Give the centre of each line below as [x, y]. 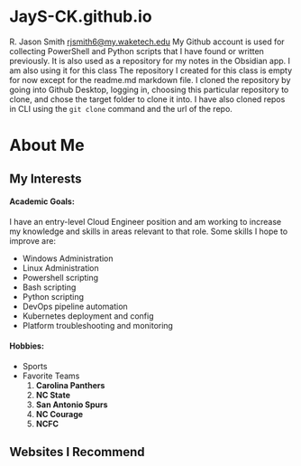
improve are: [33, 240]
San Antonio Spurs [72, 405]
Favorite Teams [51, 376]
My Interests [46, 178]
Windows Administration [68, 258]
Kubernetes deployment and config [88, 316]
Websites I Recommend [77, 452]
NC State [53, 395]
